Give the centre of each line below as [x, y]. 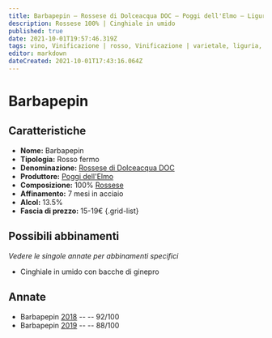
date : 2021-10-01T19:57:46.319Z [63, 39]
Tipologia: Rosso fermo [59, 159]
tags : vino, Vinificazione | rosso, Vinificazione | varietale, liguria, [136, 46]
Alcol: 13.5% [41, 202]
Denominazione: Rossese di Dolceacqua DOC [98, 168]
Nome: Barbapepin [52, 150]
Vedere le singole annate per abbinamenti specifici [93, 255]
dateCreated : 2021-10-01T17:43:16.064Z [76, 62]
